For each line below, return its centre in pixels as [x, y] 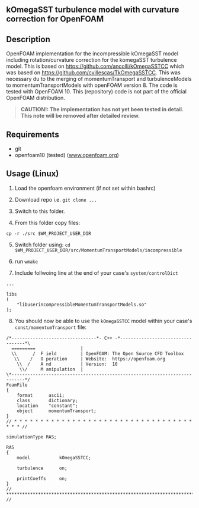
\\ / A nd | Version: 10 [67, 364]
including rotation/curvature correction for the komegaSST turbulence [92, 60]
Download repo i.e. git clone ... [56, 199]
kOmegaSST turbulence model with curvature [93, 10]
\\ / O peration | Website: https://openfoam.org [90, 359]
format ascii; [41, 395]
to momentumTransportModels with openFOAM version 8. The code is [92, 85]
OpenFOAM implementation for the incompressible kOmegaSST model [92, 54]
